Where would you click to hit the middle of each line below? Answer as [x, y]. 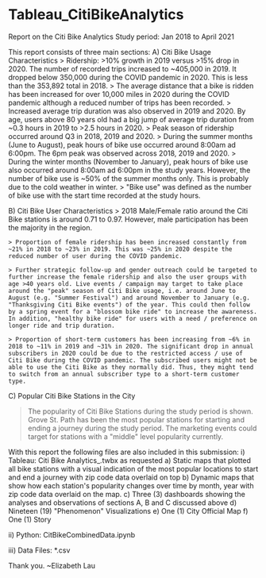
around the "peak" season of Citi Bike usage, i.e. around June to [122, 291]
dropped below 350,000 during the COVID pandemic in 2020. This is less [128, 77]
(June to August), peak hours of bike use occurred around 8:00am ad [122, 144]
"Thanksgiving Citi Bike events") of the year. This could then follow [129, 304]
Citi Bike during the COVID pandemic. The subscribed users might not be [133, 360]
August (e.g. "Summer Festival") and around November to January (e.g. [129, 298]
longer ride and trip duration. [62, 326]
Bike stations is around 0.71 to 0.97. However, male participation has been [128, 219]
